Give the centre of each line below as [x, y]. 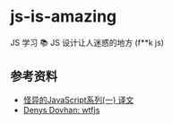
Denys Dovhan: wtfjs [61, 110]
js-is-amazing [64, 17]
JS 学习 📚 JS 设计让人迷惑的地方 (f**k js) [87, 42]
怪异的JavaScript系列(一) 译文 [78, 100]
